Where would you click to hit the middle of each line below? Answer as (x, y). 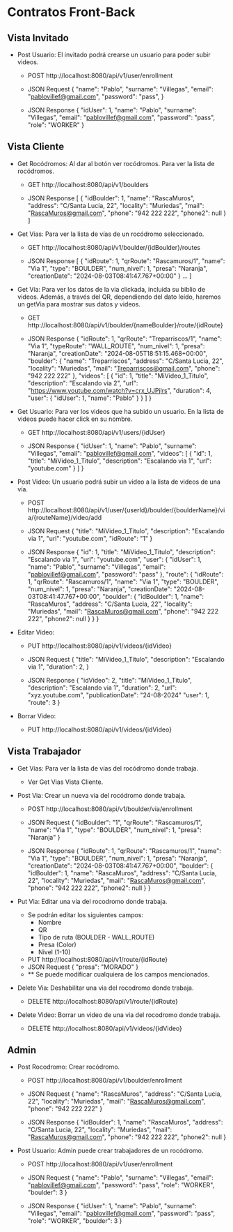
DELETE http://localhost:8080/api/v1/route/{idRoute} (103, 1001)
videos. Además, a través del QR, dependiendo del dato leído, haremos (119, 297)
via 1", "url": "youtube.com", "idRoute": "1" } (90, 538)
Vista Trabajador (44, 751)
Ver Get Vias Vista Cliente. (65, 782)
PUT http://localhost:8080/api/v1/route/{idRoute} (98, 959)
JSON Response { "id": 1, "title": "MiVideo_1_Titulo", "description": (121, 551)
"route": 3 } (44, 702)
